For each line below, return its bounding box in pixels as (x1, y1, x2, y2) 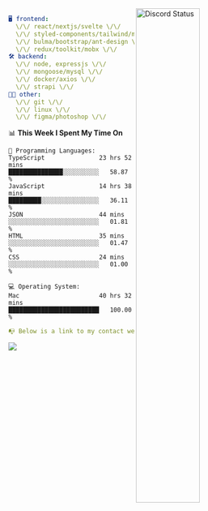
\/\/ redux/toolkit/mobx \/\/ (15, 45, 117, 54)
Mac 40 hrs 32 (8, 292, 132, 300)
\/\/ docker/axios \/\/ (15, 75, 96, 84)
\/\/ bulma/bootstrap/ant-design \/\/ (15, 37, 147, 45)
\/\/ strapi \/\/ (15, 83, 74, 91)
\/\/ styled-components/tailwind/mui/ (15, 30, 147, 38)
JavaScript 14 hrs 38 (8, 182, 132, 191)
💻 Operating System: (8, 283, 81, 291)
